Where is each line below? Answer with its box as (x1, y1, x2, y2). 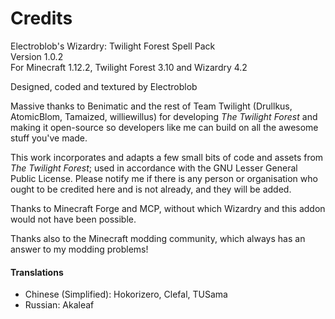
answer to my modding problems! (10, 243, 149, 255)
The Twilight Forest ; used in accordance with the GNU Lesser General (10, 162, 298, 174)
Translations (10, 266, 64, 278)
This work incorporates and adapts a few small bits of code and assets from (10, 151, 324, 163)
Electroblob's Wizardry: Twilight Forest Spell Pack (10, 40, 216, 52)
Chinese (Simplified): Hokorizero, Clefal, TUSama (24, 288, 228, 301)
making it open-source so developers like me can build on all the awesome (10, 121, 319, 133)
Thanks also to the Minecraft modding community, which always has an (10, 232, 306, 244)
